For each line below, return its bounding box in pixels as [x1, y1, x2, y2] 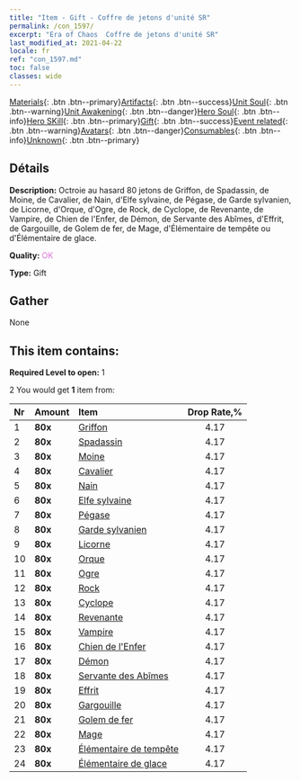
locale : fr [9, 47, 50, 56]
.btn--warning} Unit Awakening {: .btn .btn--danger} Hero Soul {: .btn [9, 105, 257, 117]
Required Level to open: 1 [9, 367, 105, 378]
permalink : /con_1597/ [9, 22, 94, 31]
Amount [34, 406, 70, 418]
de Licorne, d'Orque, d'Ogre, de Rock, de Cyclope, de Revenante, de [9, 203, 264, 214]
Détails [9, 161, 49, 176]
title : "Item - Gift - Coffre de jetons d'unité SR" [9, 13, 211, 22]
